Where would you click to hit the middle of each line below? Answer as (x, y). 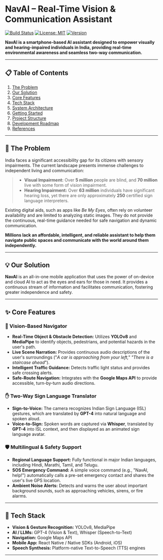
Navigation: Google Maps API (42, 538)
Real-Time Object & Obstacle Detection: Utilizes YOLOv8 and (74, 337)
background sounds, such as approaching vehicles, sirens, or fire (77, 490)
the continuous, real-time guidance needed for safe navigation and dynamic (81, 220)
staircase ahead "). (31, 362)
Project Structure (29, 118)
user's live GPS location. (36, 480)
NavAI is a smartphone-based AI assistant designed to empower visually (80, 42)
